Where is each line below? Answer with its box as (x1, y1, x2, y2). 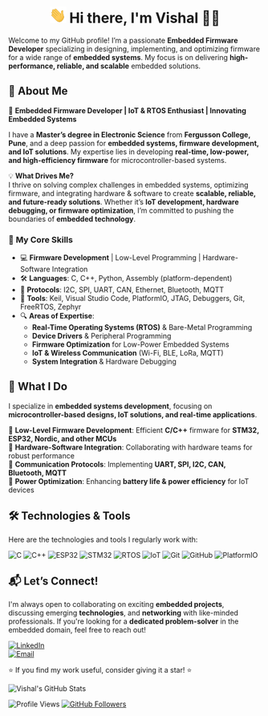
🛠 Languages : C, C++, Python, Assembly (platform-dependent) (19, 274, 233, 283)
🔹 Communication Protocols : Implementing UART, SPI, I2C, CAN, (8, 459, 226, 469)
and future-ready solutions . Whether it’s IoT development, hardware (8, 197, 239, 206)
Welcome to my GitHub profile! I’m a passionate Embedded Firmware (8, 35, 238, 45)
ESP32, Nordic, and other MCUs (8, 433, 117, 443)
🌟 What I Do (8, 380, 68, 393)
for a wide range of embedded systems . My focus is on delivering (8, 52, 229, 62)
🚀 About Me (8, 84, 68, 98)
